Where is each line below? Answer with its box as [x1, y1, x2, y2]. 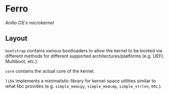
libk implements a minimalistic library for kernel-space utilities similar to [5, 77, 156, 83]
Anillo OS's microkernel [5, 20, 54, 26]
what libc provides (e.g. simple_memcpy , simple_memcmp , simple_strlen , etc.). [5, 83, 162, 89]
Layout [5, 34, 28, 43]
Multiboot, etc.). [5, 58, 39, 64]
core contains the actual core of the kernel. [5, 68, 95, 74]
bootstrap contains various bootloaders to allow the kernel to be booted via [5, 47, 162, 53]
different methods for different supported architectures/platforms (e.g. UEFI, [5, 53, 164, 59]
